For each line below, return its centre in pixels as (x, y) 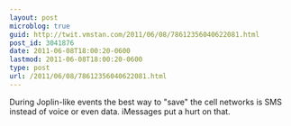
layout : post (34, 18)
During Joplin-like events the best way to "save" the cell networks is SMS (145, 102)
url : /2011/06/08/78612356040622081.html (88, 76)
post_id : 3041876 (42, 43)
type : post (30, 68)
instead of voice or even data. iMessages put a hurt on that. (120, 111)
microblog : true (40, 26)
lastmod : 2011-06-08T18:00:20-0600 (76, 59)
